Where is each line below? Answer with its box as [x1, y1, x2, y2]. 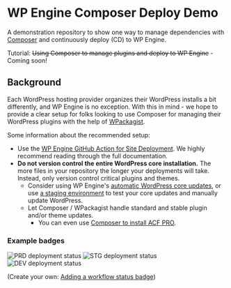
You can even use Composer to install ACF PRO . [38, 218, 176, 227]
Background [7, 77, 61, 89]
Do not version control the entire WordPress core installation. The [17, 159, 212, 167]
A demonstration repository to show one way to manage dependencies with [7, 28, 225, 36]
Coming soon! [7, 56, 47, 64]
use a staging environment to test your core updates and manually [27, 188, 218, 197]
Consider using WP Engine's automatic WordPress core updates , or [27, 181, 221, 190]
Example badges [7, 236, 65, 245]
